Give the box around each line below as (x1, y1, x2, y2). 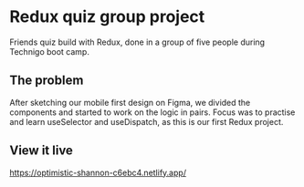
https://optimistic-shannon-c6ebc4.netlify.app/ (9, 167, 187, 178)
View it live (9, 143, 73, 159)
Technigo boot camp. (9, 46, 89, 57)
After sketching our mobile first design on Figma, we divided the (9, 97, 251, 108)
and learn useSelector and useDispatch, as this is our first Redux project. (9, 116, 284, 127)
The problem (9, 73, 84, 88)
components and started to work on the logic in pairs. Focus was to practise (9, 107, 296, 118)
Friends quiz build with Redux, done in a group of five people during (9, 36, 266, 47)
